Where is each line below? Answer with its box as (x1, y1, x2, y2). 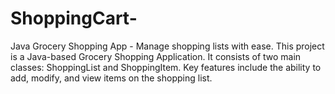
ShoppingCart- (10, 7, 138, 30)
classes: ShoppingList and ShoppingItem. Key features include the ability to (10, 61, 322, 73)
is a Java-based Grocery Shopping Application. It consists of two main (10, 50, 302, 62)
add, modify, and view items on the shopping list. (10, 72, 213, 84)
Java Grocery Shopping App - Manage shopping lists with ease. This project (10, 40, 325, 52)
